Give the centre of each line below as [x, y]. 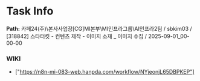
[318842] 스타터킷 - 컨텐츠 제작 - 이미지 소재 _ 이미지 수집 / [76, 36]
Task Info [30, 11]
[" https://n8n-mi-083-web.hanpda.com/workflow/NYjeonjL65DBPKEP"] [105, 72]
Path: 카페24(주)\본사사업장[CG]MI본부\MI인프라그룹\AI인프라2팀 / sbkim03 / [99, 28]
